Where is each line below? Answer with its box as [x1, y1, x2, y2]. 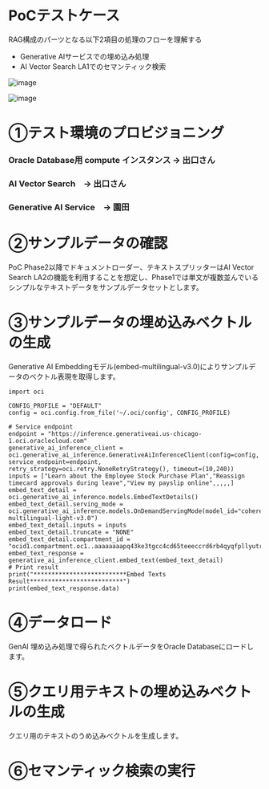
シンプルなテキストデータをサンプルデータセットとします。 [8, 282, 204, 292]
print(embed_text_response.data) [8, 584, 120, 592]
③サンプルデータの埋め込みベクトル [8, 314, 252, 332]
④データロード [8, 613, 112, 632]
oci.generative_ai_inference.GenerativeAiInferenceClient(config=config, [8, 450, 260, 459]
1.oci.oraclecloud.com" [8, 437, 88, 445]
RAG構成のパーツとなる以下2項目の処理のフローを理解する [8, 35, 203, 44]
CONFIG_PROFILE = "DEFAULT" [8, 401, 102, 409]
